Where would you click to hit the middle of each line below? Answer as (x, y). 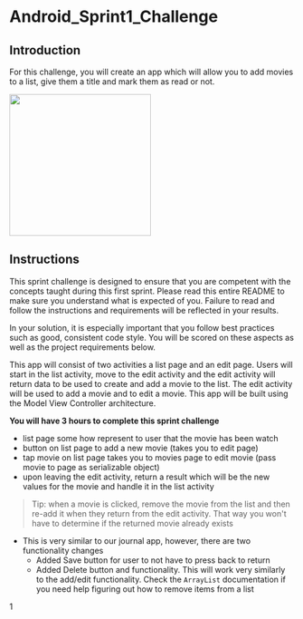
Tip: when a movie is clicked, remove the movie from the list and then (161, 504)
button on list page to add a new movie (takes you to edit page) (141, 448)
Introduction (45, 50)
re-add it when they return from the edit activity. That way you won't (159, 513)
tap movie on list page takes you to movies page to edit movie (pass (149, 457)
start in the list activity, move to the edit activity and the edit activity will (142, 374)
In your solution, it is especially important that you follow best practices (142, 327)
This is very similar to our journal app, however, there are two (137, 540)
